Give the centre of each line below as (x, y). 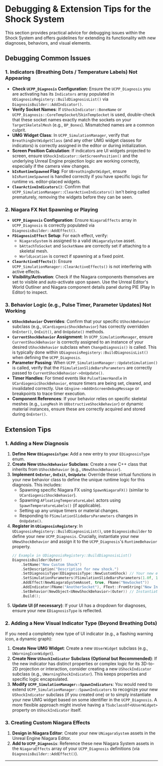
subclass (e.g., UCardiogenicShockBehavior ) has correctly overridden (80, 326)
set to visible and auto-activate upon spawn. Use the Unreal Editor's (80, 282)
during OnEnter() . (30, 414)
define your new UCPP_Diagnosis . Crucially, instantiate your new (75, 536)
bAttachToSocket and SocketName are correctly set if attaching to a (85, 245)
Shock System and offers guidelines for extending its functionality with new (81, 38)
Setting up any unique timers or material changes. (69, 510)
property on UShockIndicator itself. (47, 710)
